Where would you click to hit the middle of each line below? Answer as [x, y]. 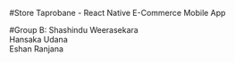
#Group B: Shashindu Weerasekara [74, 30]
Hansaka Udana [39, 39]
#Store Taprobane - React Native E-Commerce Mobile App [117, 13]
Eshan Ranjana [37, 49]
